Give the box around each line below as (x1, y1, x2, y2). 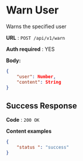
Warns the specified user (6, 23, 67, 30)
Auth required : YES (6, 45, 55, 53)
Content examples (6, 128, 52, 135)
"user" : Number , (16, 74, 57, 80)
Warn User (6, 4, 59, 17)
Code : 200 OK (6, 117, 40, 124)
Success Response (6, 101, 77, 111)
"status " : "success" (16, 145, 69, 150)
